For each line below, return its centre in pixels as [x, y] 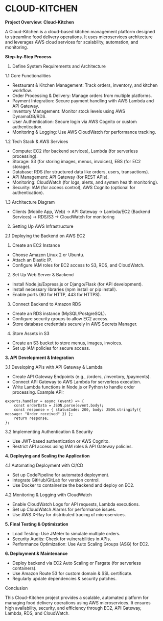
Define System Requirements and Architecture [59, 66]
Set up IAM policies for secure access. [51, 348]
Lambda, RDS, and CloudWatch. [37, 613]
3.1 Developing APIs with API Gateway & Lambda [54, 367]
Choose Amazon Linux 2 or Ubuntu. [48, 255]
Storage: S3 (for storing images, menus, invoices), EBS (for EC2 [76, 161]
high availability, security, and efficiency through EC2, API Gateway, [73, 608]
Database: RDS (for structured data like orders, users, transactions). [81, 171]
